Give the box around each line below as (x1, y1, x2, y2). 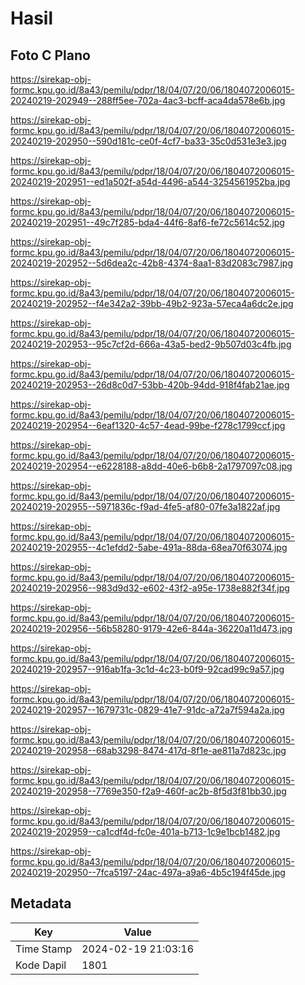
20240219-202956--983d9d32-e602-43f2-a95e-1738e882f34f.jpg (10, 582, 290, 594)
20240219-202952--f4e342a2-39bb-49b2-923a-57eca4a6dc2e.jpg (10, 298, 294, 309)
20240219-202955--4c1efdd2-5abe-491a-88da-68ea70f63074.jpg (10, 542, 288, 553)
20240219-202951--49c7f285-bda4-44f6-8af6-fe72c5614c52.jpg (10, 217, 285, 228)
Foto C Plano (10, 47, 91, 64)
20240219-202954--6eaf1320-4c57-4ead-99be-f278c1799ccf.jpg (10, 420, 286, 431)
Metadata (10, 895, 72, 912)
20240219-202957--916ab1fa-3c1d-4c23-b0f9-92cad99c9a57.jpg (10, 663, 285, 675)
